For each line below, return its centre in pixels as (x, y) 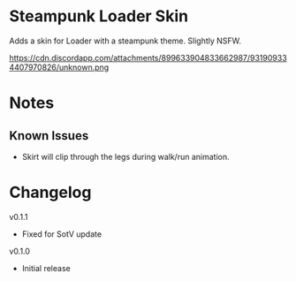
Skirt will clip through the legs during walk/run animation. (125, 156)
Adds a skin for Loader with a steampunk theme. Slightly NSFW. (125, 41)
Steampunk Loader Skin (99, 16)
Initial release (46, 268)
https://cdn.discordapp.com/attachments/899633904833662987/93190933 (148, 57)
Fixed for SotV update (62, 234)
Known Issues (49, 136)
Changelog (50, 193)
